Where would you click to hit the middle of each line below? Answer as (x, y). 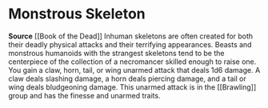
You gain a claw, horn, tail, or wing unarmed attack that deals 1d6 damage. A (134, 70)
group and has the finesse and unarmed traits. (85, 95)
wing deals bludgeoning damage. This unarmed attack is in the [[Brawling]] (132, 87)
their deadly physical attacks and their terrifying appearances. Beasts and (130, 44)
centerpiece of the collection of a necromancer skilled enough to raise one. (132, 62)
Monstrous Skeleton (77, 14)
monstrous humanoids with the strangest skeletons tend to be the (116, 53)
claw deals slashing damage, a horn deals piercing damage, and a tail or (127, 78)
